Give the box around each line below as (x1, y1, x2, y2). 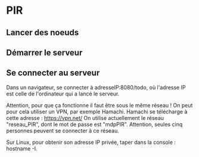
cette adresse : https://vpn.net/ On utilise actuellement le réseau (6, 114, 164, 121)
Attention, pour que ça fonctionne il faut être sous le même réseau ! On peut (6, 101, 193, 109)
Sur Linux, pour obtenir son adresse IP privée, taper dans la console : (6, 138, 176, 146)
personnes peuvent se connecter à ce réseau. (6, 127, 119, 134)
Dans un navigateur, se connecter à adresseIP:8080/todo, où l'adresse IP (6, 84, 186, 91)
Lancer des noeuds (6, 27, 79, 38)
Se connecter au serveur (6, 68, 100, 78)
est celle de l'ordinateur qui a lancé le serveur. (6, 90, 120, 97)
